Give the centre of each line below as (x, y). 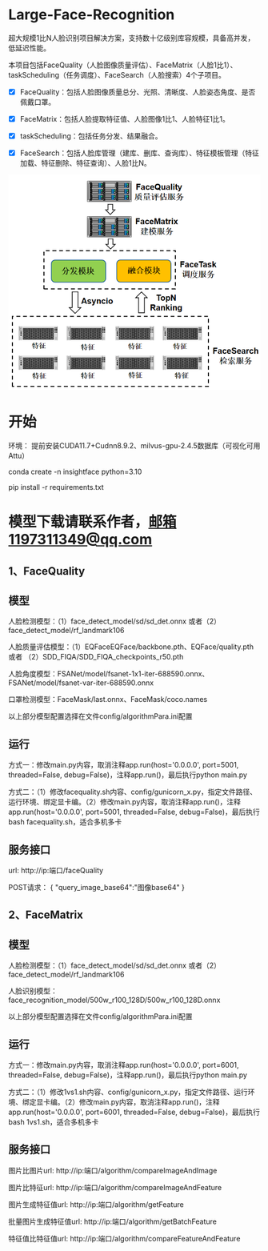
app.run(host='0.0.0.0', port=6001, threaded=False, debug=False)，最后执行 (134, 1112)
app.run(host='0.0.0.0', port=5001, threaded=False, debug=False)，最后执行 (134, 812)
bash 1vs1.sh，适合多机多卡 (54, 1122)
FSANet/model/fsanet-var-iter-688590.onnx (81, 683)
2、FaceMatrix (46, 915)
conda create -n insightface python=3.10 (75, 472)
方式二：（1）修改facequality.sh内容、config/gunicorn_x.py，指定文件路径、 (133, 792)
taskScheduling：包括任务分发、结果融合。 (91, 136)
